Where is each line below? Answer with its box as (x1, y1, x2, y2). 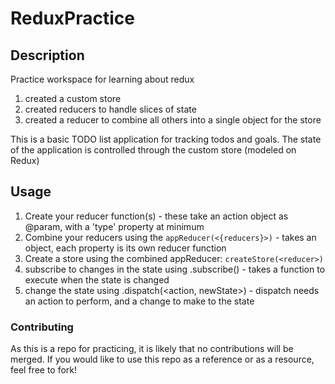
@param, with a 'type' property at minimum (24, 220, 205, 232)
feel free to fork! (10, 364, 78, 376)
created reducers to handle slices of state (24, 103, 197, 115)
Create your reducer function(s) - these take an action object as (24, 210, 289, 222)
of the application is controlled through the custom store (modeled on (10, 144, 297, 156)
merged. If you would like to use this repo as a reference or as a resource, (10, 353, 315, 366)
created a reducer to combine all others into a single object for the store (24, 114, 322, 126)
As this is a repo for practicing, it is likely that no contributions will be (10, 343, 294, 355)
